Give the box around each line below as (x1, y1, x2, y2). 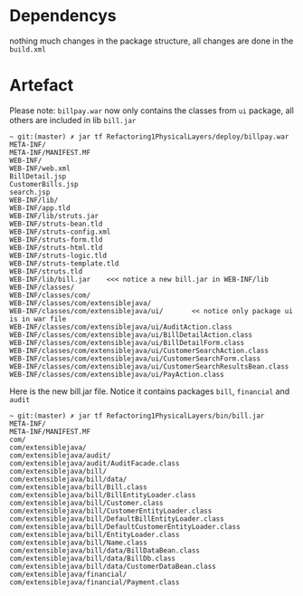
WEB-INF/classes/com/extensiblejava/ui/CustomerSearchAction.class (9, 346, 270, 355)
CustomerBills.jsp (9, 179, 79, 188)
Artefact (9, 75, 74, 96)
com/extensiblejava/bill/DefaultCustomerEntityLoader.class (9, 522, 241, 531)
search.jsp (9, 187, 51, 197)
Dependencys (9, 5, 117, 26)
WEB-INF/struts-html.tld (9, 243, 103, 252)
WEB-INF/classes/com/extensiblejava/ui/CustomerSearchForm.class (9, 354, 260, 363)
